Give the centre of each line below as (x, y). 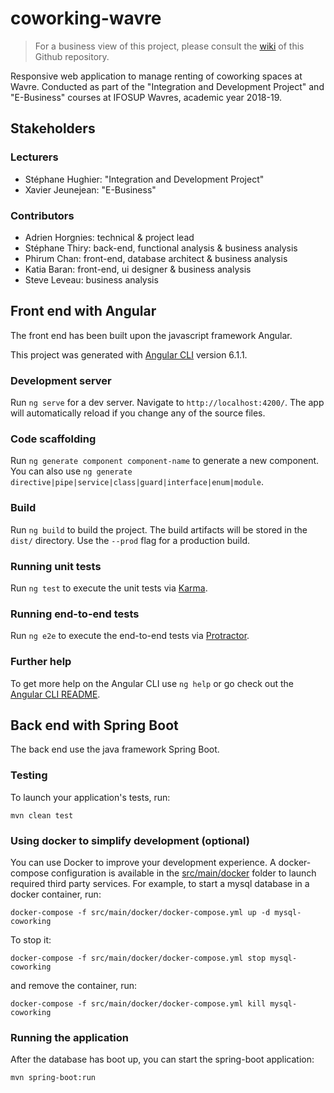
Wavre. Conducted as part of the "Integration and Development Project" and (167, 86)
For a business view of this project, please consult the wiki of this (169, 46)
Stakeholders (53, 128)
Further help (41, 662)
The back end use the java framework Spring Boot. (115, 749)
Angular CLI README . (55, 694)
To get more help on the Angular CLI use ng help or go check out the (152, 683)
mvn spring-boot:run (53, 1078)
